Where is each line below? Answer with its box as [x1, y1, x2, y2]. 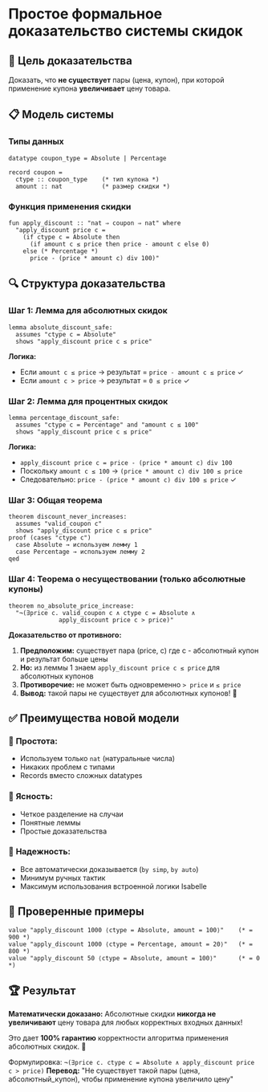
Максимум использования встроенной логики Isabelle [19, 881, 207, 891]
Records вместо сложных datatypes [19, 771, 143, 780]
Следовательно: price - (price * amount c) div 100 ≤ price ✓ [19, 475, 237, 484]
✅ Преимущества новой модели [8, 711, 180, 725]
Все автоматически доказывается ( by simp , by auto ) [19, 864, 199, 874]
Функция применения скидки [8, 201, 132, 212]
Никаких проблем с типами [19, 762, 115, 772]
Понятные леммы [19, 817, 82, 827]
